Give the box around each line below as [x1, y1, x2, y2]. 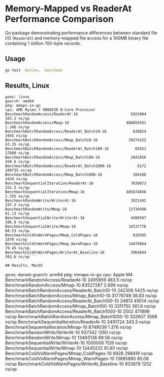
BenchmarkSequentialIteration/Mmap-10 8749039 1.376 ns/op [5, 324, 132, 330]
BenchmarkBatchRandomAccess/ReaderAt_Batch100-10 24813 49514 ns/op [5, 298, 160, 304]
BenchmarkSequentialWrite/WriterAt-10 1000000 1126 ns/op [5, 340, 127, 346]
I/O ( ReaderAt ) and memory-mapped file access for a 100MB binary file [5, 35, 149, 41]
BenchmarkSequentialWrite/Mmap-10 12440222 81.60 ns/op [5, 345, 128, 351]
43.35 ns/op [5, 142, 30, 147]
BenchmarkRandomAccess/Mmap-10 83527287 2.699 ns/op [5, 282, 129, 288]
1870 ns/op [5, 237, 28, 242]
